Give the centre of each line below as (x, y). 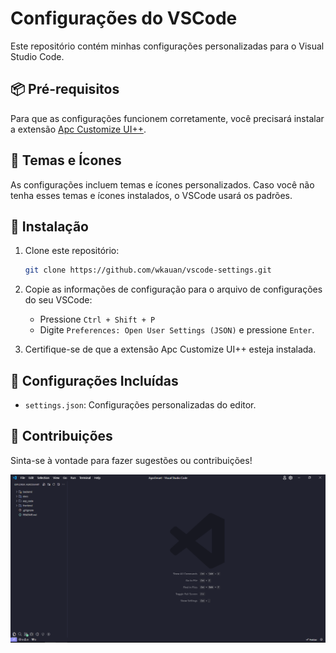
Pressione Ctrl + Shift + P (97, 319)
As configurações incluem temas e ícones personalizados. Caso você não (162, 184)
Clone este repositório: (72, 251)
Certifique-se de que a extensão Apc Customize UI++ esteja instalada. (170, 349)
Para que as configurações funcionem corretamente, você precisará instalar (167, 118)
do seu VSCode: (58, 300)
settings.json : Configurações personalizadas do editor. (140, 405)
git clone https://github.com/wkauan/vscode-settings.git (148, 270)
